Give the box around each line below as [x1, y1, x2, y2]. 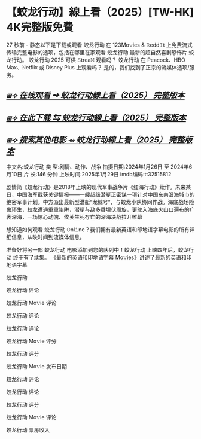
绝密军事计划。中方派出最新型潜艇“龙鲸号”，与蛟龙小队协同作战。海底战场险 [6, 198, 194, 205]
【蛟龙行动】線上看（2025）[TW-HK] [6, 5, 194, 19]
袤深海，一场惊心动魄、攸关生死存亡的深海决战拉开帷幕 [6, 213, 142, 220]
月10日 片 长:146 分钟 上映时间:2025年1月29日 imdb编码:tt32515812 [6, 170, 172, 178]
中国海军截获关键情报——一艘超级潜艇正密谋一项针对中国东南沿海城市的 [16, 191, 195, 198]
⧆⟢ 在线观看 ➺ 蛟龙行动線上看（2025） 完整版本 [6, 90, 185, 100]
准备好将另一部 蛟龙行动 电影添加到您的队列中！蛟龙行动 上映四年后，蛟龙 [6, 246, 189, 253]
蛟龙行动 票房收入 [6, 426, 50, 434]
